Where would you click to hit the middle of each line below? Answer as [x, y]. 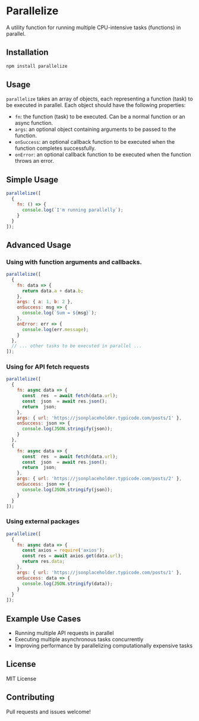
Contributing [30, 698]
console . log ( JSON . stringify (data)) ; [67, 584]
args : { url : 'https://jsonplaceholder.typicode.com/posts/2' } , [99, 479]
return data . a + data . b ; [53, 291]
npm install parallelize [37, 66]
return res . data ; [43, 562]
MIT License [21, 678]
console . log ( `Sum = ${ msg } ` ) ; [59, 313]
